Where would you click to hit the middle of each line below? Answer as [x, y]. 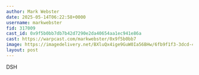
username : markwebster [34, 22]
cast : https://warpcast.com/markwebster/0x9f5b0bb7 [71, 39]
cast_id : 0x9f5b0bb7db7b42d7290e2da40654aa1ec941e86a [74, 34]
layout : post [22, 50]
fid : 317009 [21, 28]
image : [14, 45]
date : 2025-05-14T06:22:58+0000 [46, 17]
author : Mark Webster [33, 12]
